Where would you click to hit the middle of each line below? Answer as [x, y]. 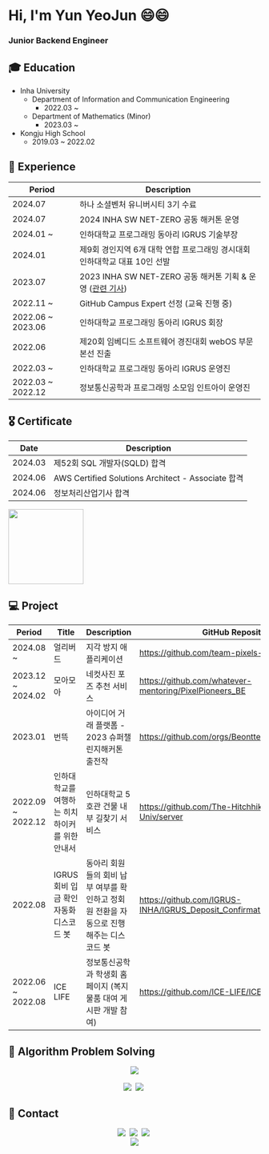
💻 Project [33, 605]
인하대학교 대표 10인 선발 [125, 261]
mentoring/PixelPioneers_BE [193, 691]
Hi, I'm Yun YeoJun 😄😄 [89, 16]
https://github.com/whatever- [195, 681]
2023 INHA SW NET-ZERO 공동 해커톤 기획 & [163, 276]
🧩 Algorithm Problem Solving [82, 1051]
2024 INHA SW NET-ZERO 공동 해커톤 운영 [160, 219]
